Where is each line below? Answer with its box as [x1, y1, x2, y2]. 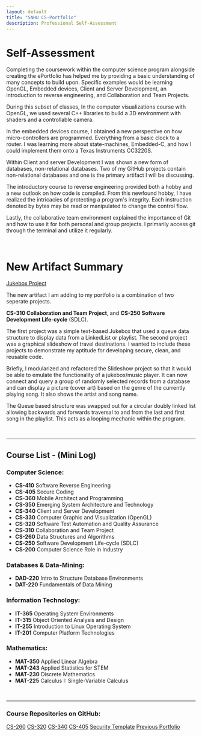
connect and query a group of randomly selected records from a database [6, 378, 191, 385]
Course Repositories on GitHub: [6, 709, 101, 718]
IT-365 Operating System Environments [14, 610, 114, 617]
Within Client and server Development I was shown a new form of [6, 159, 169, 166]
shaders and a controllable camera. [6, 116, 94, 124]
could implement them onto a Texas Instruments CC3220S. [6, 147, 153, 154]
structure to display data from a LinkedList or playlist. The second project [6, 334, 188, 341]
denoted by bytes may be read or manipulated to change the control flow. [6, 203, 188, 210]
